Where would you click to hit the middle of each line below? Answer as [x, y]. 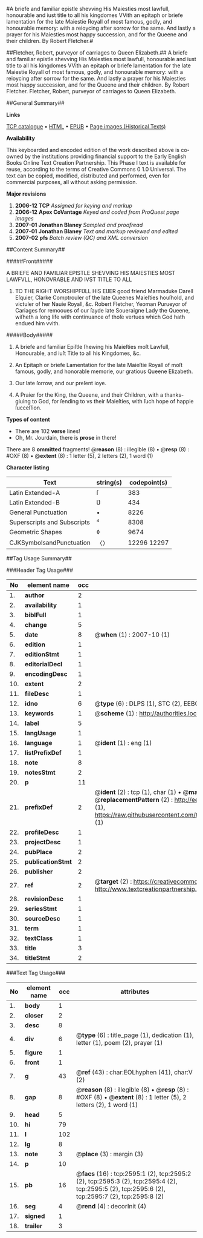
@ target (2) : [113, 882]
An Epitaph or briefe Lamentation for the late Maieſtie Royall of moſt [99, 365]
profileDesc [42, 832]
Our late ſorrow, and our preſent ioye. [61, 383]
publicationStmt [49, 862]
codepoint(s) [148, 482]
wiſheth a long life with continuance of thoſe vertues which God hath [100, 317]
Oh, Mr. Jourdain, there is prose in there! [66, 438]
